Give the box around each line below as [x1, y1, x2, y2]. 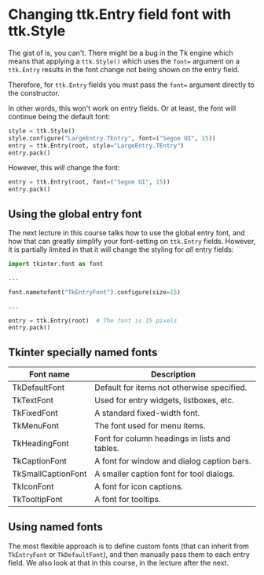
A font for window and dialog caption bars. [93, 456, 251, 467]
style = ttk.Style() [8, 127, 76, 135]
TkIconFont [12, 481, 54, 492]
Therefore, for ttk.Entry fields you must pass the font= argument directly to [8, 80, 255, 89]
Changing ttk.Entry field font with [8, 5, 232, 24]
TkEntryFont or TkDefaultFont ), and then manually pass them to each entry [8, 549, 250, 559]
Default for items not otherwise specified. [93, 382, 247, 393]
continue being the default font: [8, 111, 111, 121]
